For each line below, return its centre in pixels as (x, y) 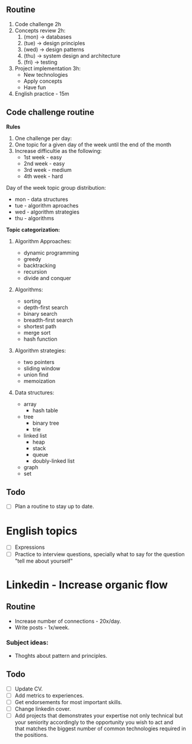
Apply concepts (43, 81)
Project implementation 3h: (48, 68)
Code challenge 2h (38, 24)
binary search (40, 313)
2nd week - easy (44, 164)
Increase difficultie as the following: (58, 150)
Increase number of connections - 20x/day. (68, 621)
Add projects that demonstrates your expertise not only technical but (99, 715)
